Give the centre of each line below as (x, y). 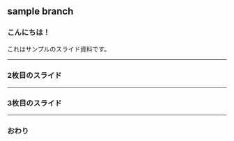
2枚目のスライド (34, 75)
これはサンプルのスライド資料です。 (59, 49)
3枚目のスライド (35, 103)
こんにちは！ (29, 33)
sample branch (40, 11)
